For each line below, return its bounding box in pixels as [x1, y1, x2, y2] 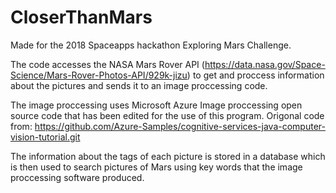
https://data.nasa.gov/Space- [204, 58, 326, 70]
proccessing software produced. [10, 171, 145, 183]
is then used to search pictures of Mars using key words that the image [10, 161, 303, 173]
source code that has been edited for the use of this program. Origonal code [10, 109, 325, 121]
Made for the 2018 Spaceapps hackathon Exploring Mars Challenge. [10, 39, 292, 51]
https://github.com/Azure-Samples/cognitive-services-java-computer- [34, 120, 326, 132]
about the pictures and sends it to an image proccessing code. [10, 79, 268, 91]
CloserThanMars [10, 6, 153, 29]
